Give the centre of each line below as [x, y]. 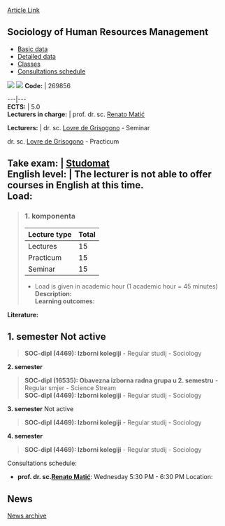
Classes [29, 64]
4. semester [25, 436]
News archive [27, 516]
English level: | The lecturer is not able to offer [109, 174]
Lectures [42, 246]
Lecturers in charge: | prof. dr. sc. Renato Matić [76, 114]
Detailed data [36, 56]
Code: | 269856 [48, 85]
